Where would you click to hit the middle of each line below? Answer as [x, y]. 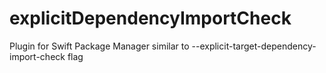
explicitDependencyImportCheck [150, 18]
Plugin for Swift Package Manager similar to [99, 46]
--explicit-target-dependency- [254, 46]
